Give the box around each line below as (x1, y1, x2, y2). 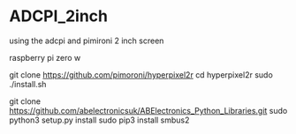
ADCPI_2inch (9, 6, 109, 26)
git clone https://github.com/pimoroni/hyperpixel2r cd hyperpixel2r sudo (9, 69, 274, 80)
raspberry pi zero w (9, 52, 81, 63)
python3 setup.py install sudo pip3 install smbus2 (9, 115, 190, 125)
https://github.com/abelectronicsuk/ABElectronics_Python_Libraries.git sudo (9, 105, 288, 115)
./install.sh (9, 78, 47, 89)
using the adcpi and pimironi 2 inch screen (9, 35, 164, 46)
